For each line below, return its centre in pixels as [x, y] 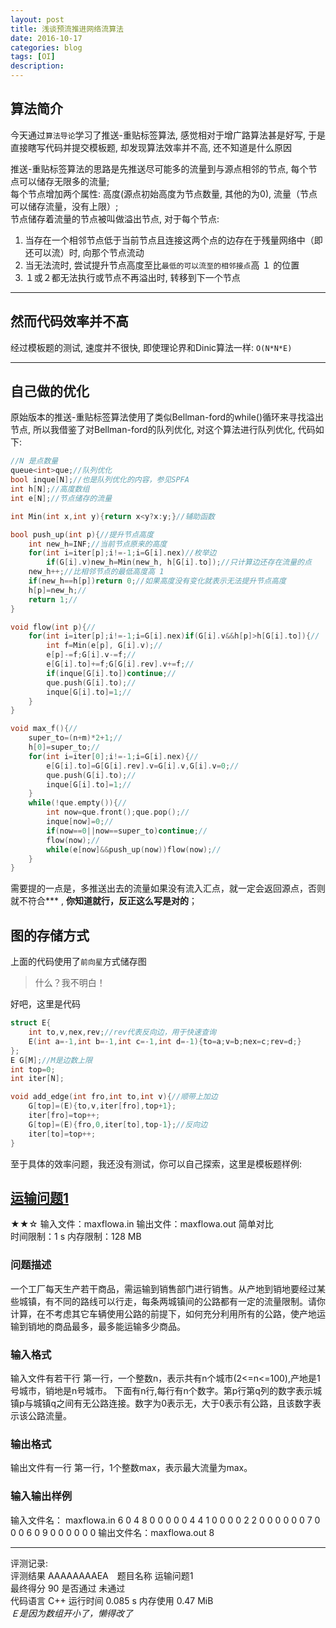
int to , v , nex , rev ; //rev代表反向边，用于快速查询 [122, 1032]
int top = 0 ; [33, 1069]
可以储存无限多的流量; [64, 181]
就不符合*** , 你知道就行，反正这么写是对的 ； [104, 901]
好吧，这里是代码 [45, 1004]
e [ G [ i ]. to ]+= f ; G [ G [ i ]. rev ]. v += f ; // [120, 664]
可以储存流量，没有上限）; [64, 206]
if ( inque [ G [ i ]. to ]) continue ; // [111, 673]
